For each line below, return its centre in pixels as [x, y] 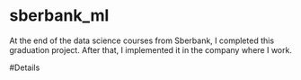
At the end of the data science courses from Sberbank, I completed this [142, 40]
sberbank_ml [59, 16]
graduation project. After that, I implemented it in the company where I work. [150, 49]
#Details [25, 67]
